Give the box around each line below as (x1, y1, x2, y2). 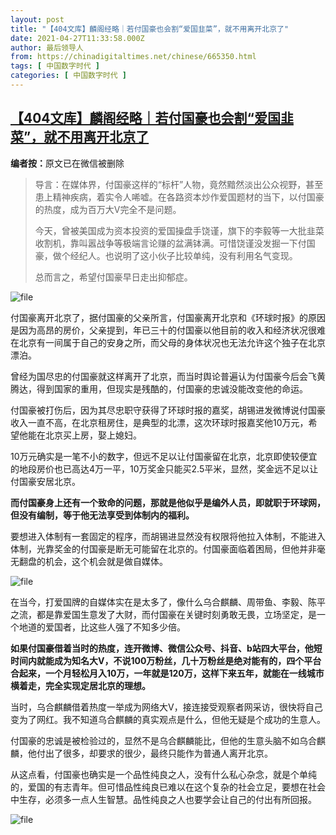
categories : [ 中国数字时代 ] (10, 71, 127, 81)
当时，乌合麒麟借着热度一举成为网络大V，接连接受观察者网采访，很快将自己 (10, 701, 323, 713)
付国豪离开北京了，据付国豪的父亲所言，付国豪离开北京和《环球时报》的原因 (10, 311, 326, 323)
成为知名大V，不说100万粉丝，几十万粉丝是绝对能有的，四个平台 (53, 654, 322, 666)
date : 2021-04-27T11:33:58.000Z (10, 33, 145, 43)
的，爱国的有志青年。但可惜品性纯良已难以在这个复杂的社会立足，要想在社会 (10, 781, 326, 793)
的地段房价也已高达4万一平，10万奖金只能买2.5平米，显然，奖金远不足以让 (10, 462, 319, 475)
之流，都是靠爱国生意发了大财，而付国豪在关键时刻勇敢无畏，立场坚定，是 (10, 608, 317, 620)
